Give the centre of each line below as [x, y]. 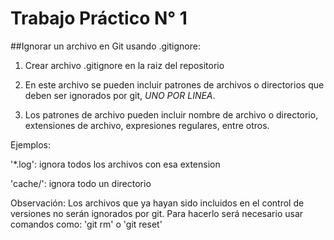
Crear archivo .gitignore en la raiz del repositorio [124, 65]
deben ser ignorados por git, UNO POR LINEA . [120, 95]
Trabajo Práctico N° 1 [99, 18]
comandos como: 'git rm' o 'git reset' [86, 224]
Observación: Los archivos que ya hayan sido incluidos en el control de [157, 203]
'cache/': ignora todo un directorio [81, 183]
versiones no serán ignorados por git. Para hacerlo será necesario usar [157, 213]
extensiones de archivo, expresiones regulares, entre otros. [147, 125]
